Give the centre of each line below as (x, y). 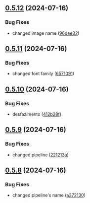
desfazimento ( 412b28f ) (37, 114)
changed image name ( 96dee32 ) (46, 33)
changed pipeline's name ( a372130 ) (49, 195)
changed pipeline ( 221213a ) (41, 155)
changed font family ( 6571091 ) (43, 73)
